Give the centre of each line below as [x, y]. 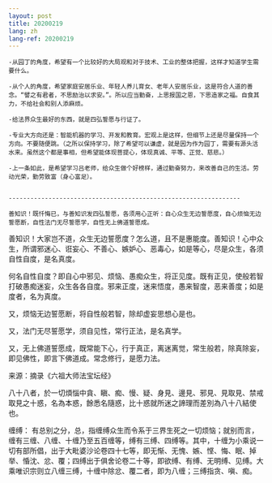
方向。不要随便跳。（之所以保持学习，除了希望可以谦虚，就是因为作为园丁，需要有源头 [130, 144]
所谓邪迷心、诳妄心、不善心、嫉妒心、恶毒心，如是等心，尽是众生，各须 [143, 249]
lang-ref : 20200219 [41, 39]
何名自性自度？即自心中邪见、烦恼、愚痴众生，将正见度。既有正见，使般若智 [136, 276]
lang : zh [23, 31]
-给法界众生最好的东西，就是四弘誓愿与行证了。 [76, 120]
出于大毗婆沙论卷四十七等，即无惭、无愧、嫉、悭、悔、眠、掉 [153, 451]
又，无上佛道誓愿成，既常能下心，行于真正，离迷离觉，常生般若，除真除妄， [136, 348]
